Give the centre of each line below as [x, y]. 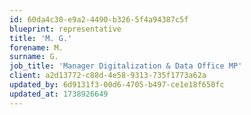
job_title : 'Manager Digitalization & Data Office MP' [126, 66]
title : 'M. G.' [41, 38]
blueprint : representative [65, 29]
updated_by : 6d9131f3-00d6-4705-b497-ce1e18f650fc [117, 85]
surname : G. [34, 57]
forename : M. [36, 47]
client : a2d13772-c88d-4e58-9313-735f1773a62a [108, 76]
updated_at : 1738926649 [59, 94]
